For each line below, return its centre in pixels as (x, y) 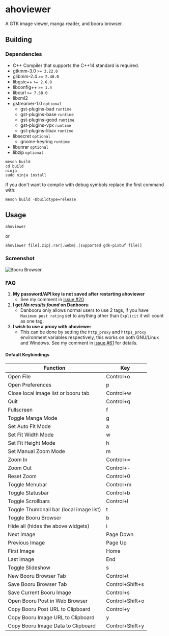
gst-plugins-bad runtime (46, 109)
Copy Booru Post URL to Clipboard (49, 609)
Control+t (117, 576)
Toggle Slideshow (29, 567)
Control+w (119, 393)
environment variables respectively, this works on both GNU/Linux (90, 337)
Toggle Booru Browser (35, 518)
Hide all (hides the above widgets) (49, 526)
